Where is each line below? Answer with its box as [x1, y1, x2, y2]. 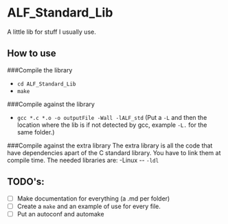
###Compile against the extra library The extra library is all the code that [7, 141, 213, 150]
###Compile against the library [7, 100, 95, 108]
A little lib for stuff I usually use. [7, 28, 96, 36]
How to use [7, 48, 56, 59]
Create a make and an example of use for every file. [16, 202, 161, 210]
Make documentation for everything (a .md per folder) [16, 194, 170, 203]
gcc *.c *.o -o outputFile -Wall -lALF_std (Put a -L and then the [16, 113, 207, 121]
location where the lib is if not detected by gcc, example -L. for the [16, 121, 207, 129]
